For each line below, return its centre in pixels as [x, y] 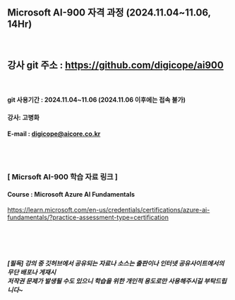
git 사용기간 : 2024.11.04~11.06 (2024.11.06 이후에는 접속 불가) [96, 100]
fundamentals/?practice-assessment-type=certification [88, 217]
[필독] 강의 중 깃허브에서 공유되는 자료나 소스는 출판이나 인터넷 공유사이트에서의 [116, 263]
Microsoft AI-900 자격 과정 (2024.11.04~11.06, [109, 13]
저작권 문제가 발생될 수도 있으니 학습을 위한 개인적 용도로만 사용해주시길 [105, 281]
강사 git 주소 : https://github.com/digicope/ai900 [115, 65]
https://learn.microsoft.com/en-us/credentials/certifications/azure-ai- [109, 210]
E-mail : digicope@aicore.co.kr [54, 134]
